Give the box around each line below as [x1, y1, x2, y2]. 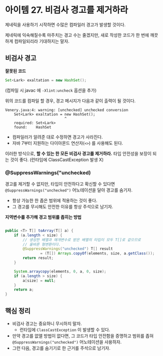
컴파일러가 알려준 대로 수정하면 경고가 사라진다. [12, 134, 103, 140]
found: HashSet [14, 125, 52, 130]
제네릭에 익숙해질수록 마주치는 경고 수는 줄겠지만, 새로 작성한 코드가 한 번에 [5, 32, 149, 38]
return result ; [23, 256, 54, 261]
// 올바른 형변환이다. [23, 242, 61, 247]
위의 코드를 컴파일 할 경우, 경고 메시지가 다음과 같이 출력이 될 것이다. [5, 98, 136, 104]
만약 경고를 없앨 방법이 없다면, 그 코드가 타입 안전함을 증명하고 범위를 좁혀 [12, 332, 154, 339]
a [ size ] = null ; [23, 278, 56, 283]
